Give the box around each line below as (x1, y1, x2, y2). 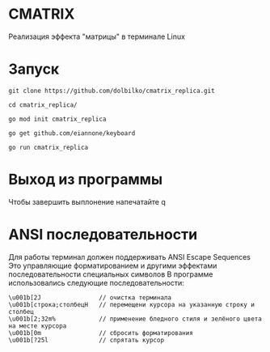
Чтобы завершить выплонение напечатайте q (8, 197, 166, 206)
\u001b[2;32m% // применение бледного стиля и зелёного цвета (8, 315, 263, 323)
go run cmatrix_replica (8, 143, 89, 151)
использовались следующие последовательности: (8, 278, 184, 287)
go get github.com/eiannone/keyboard (8, 129, 136, 138)
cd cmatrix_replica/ (8, 100, 78, 109)
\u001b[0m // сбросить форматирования (8, 329, 194, 337)
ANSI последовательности (8, 226, 198, 244)
